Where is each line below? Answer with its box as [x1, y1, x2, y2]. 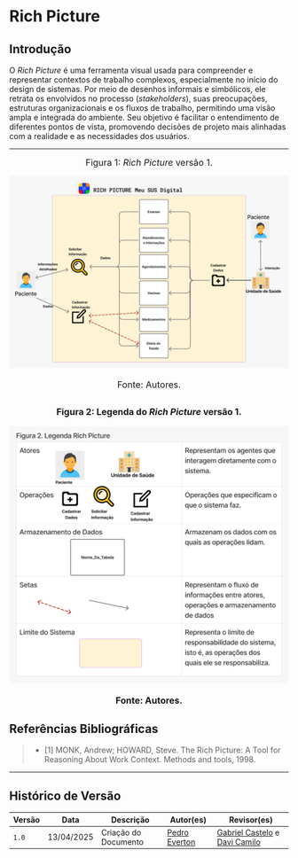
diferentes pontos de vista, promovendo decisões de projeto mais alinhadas [9, 121, 286, 132]
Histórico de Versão [9, 788, 122, 803]
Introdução [9, 42, 72, 57]
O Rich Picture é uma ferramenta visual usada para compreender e [9, 65, 254, 75]
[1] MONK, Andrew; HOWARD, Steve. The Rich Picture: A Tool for [43, 745, 281, 755]
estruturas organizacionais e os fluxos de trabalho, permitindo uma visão [9, 103, 276, 113]
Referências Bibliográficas [9, 721, 159, 737]
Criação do [100, 827, 142, 838]
